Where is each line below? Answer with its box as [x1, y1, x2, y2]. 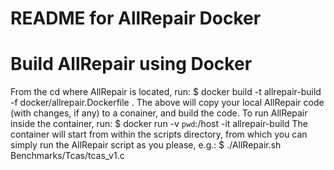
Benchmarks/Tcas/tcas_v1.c [10, 150, 125, 162]
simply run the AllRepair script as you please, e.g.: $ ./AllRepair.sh [10, 139, 282, 151]
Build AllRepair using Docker [10, 53, 253, 76]
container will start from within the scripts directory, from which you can [10, 128, 308, 141]
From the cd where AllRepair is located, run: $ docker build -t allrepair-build [10, 86, 322, 98]
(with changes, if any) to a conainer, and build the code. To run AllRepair [10, 107, 308, 119]
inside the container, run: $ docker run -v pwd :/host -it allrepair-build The [10, 118, 308, 130]
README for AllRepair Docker [10, 7, 262, 30]
